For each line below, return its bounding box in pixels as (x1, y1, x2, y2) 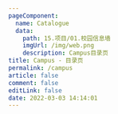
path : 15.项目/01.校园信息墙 (22, 34, 111, 43)
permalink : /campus (8, 64, 73, 72)
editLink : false (8, 86, 62, 95)
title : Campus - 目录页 (8, 57, 84, 65)
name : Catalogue (15, 19, 69, 27)
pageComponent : (8, 11, 59, 20)
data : (15, 26, 34, 35)
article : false (8, 71, 59, 79)
